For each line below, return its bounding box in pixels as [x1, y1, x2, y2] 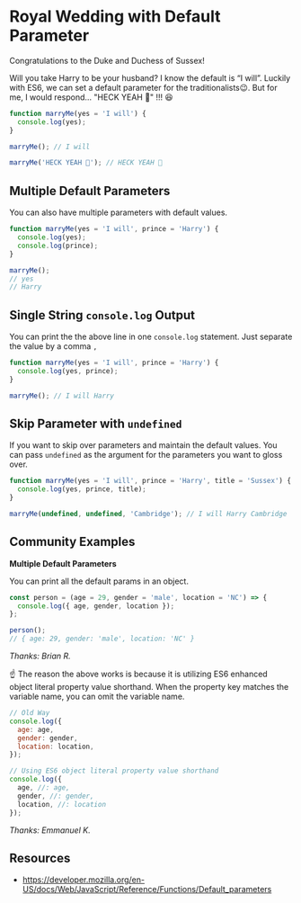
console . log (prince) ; [17, 241, 99, 250]
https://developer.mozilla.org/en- [22, 874, 146, 885]
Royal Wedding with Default [9, 6, 221, 27]
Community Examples [9, 534, 136, 550]
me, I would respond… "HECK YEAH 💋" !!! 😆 [9, 92, 173, 103]
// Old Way [9, 709, 50, 718]
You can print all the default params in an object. [9, 576, 189, 586]
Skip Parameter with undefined [9, 416, 182, 431]
